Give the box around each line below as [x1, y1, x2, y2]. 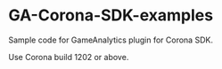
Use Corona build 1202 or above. [8, 51, 129, 62]
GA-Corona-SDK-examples [8, 5, 214, 26]
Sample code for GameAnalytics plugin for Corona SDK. [8, 34, 213, 45]
